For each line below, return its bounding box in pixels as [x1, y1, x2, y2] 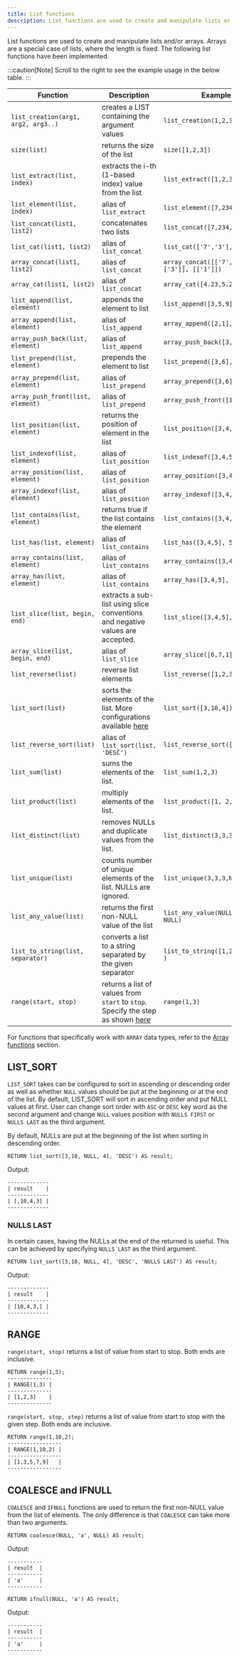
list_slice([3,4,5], [163, 613, 233, 621]
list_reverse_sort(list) [11, 740, 95, 749]
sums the [102, 758, 133, 768]
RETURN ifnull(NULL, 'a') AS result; [7, 1596, 119, 1603]
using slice [112, 599, 149, 609]
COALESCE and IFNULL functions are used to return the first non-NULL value [7, 1503, 224, 1512]
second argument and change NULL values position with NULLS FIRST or [7, 1110, 215, 1119]
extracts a [102, 590, 135, 600]
